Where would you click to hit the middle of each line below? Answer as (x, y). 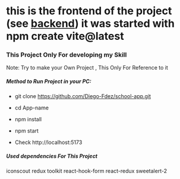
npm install (28, 120)
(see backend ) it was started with (91, 23)
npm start (26, 131)
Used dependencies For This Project (52, 156)
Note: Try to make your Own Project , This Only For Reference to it (87, 68)
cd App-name (32, 108)
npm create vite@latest (65, 36)
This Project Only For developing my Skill (67, 55)
